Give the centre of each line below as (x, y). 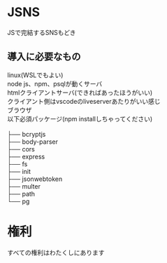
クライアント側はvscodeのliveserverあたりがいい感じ (84, 101)
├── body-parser (32, 142)
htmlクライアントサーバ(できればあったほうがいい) (80, 93)
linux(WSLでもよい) (35, 75)
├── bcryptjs (27, 134)
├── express (26, 156)
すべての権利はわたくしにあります (56, 252)
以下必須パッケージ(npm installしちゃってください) (80, 119)
